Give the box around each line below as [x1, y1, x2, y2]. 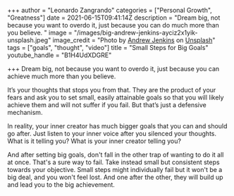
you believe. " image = [7, 28, 73, 37]
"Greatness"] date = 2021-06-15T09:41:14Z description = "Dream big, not [7, 13, 221, 22]
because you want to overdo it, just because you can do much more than [7, 21, 220, 29]
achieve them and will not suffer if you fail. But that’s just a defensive [7, 101, 207, 109]
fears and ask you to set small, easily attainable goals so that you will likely [7, 93, 224, 102]
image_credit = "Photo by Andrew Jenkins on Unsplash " [52, 36, 216, 44]
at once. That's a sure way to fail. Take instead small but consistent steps [7, 158, 220, 166]
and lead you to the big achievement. [7, 180, 115, 189]
